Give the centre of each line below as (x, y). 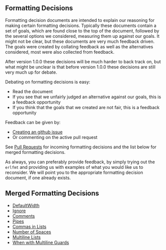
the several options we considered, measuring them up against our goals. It (83, 36)
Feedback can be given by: (33, 122)
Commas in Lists (29, 227)
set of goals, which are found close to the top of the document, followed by (82, 31)
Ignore (19, 211)
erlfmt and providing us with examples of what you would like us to (74, 167)
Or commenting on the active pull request (55, 137)
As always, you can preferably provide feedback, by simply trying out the (80, 162)
